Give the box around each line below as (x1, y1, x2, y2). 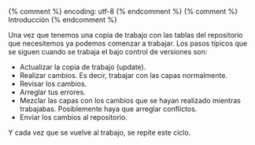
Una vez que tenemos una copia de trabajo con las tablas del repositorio (8, 31, 243, 39)
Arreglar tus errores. (19, 87, 87, 97)
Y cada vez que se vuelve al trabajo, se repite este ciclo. (8, 128, 191, 137)
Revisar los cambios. (19, 79, 87, 88)
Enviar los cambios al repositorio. (19, 113, 128, 121)
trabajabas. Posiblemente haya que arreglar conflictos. (19, 104, 198, 113)
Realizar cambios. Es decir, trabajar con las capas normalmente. (19, 71, 228, 80)
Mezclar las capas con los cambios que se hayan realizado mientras (19, 96, 242, 105)
